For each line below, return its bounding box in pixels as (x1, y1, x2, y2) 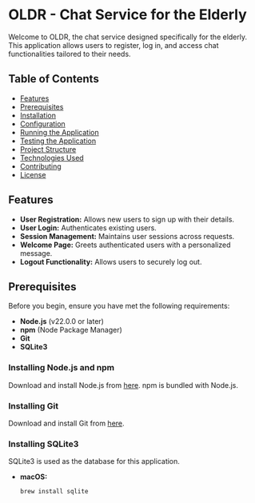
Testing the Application (19, 136, 97, 146)
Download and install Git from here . (8, 418, 126, 428)
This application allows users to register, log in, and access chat (8, 40, 219, 50)
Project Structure (19, 144, 77, 154)
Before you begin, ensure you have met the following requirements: (8, 301, 230, 311)
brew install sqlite (19, 488, 89, 496)
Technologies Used (19, 153, 84, 162)
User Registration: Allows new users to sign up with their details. (19, 214, 234, 224)
